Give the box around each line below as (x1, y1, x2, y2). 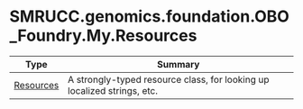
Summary (157, 58, 200, 70)
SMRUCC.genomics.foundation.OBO (9, 6, 290, 27)
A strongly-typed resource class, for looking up (67, 73, 270, 86)
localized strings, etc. (67, 84, 158, 96)
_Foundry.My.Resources (9, 25, 197, 46)
